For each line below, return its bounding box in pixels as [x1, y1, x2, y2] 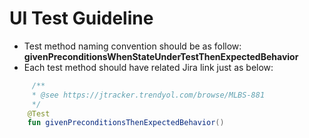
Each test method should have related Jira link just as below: [23, 61, 274, 73]
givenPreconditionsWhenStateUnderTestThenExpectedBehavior [23, 50, 299, 62]
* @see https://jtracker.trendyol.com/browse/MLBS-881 [31, 90, 266, 100]
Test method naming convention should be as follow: [23, 40, 242, 52]
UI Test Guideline [9, 7, 154, 30]
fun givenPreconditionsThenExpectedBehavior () [27, 118, 225, 128]
